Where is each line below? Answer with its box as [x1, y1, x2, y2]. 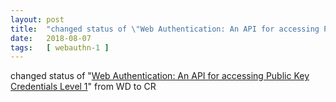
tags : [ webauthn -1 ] [10, 42, 110, 53]
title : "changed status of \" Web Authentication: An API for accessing [10, 24, 320, 34]
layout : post [10, 14, 65, 25]
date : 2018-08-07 [10, 33, 92, 43]
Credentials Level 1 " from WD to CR [10, 81, 157, 93]
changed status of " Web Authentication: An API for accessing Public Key [10, 70, 310, 82]
